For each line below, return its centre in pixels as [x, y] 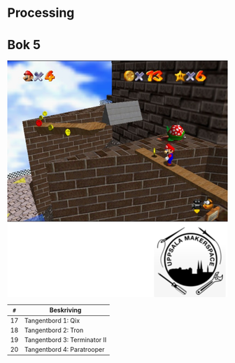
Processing [41, 13]
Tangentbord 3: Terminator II [65, 340]
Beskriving [65, 310]
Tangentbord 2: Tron [54, 330]
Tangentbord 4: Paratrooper [64, 350]
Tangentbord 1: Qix [52, 320]
